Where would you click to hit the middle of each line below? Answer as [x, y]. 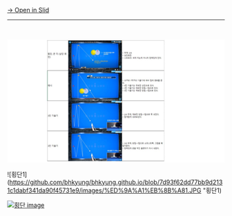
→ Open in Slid [28, 10]
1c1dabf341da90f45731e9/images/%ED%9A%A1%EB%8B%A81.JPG [104, 190]
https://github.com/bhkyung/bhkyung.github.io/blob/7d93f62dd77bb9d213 [116, 182]
